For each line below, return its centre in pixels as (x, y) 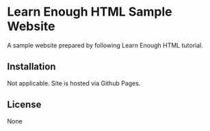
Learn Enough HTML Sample (90, 12)
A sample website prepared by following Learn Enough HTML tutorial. (105, 45)
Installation (31, 67)
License (24, 105)
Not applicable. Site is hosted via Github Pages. (74, 83)
